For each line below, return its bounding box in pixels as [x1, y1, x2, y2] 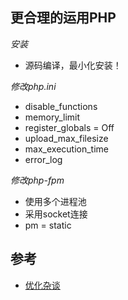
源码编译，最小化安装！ [24, 59, 122, 71]
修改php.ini [10, 80, 57, 92]
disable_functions [24, 100, 98, 112]
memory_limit [24, 111, 81, 123]
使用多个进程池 [24, 195, 87, 207]
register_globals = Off [24, 121, 115, 133]
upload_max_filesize [24, 132, 109, 144]
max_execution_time [24, 143, 109, 155]
